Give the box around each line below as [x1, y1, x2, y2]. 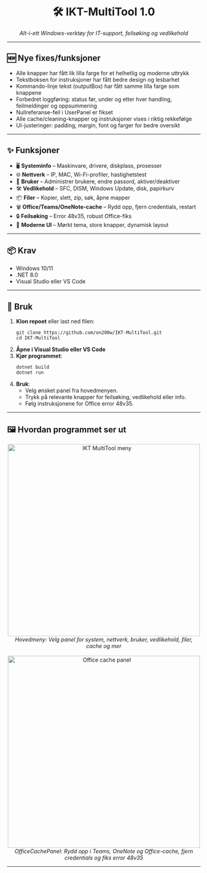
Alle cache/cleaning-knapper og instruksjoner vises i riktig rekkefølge [15, 115, 192, 122]
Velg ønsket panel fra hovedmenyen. [25, 387, 119, 394]
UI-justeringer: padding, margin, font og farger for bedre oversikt [15, 121, 181, 129]
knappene [15, 89, 42, 96]
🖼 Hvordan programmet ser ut [7, 424, 127, 435]
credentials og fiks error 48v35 [64, 854, 144, 861]
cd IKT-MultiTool [15, 335, 61, 341]
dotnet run [15, 369, 44, 376]
